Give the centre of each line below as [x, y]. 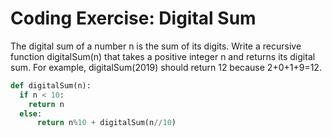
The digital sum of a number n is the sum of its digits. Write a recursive [156, 46]
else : [31, 113]
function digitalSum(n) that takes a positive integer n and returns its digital [163, 56]
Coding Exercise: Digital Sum [133, 18]
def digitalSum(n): [51, 85]
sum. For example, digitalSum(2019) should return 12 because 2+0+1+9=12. [166, 67]
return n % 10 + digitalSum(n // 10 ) [106, 123]
